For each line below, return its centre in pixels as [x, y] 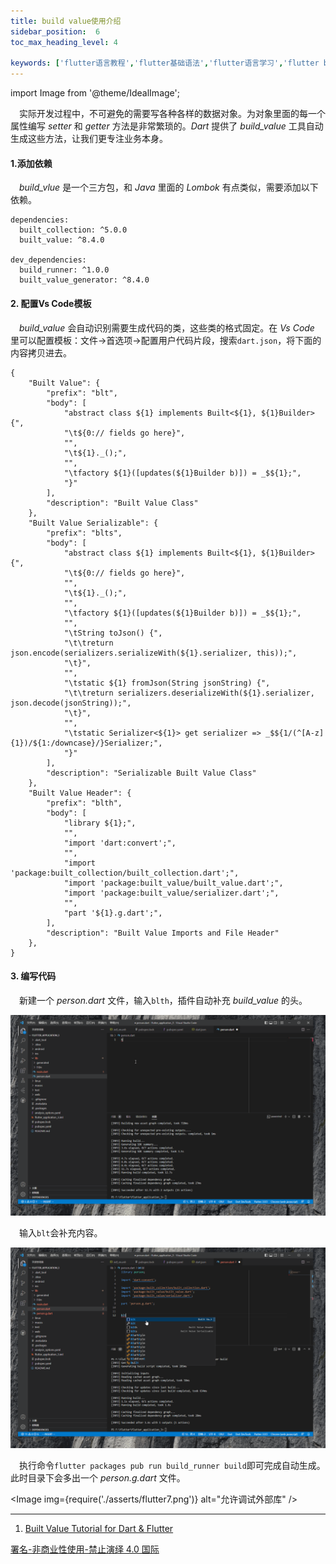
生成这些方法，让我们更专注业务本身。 [89, 139]
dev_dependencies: [48, 260]
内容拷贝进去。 [41, 352]
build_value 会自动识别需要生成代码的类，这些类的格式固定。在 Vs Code [167, 327]
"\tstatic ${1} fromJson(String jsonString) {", [167, 683]
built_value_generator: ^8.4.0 [84, 280]
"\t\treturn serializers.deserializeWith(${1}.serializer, [189, 693]
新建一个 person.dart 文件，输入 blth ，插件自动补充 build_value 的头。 [163, 1000]
